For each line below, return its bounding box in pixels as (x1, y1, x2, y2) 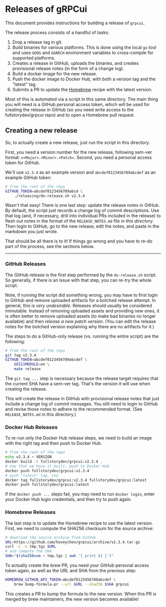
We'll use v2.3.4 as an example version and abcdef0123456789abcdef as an (5, 169, 156, 175)
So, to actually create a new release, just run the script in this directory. (5, 139, 150, 145)
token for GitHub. (5, 160, 41, 166)
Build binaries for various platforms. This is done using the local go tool (12, 44, 157, 50)
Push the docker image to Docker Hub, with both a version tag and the (12, 76, 156, 82)
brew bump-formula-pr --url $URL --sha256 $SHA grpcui (14, 582, 129, 587)
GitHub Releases (5, 260, 46, 267)
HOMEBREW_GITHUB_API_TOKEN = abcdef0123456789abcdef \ (5, 577, 116, 582)
